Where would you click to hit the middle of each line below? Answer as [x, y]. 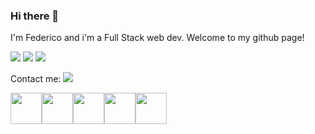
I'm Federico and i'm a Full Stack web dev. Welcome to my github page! [157, 38]
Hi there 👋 [35, 16]
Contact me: [36, 79]
